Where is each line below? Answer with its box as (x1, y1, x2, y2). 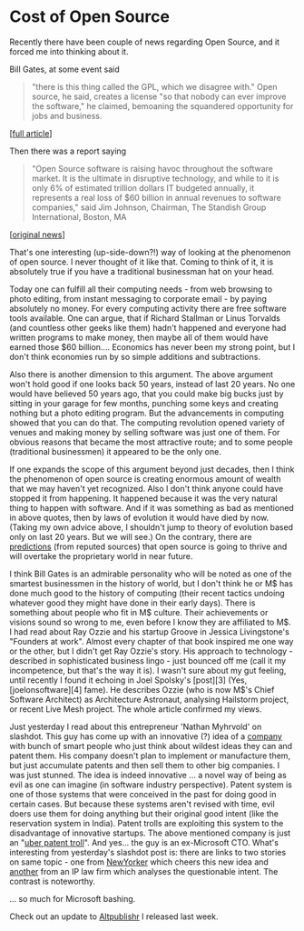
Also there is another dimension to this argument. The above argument (9, 368, 274, 379)
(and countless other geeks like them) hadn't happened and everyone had (9, 322, 287, 333)
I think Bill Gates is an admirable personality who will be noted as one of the (9, 568, 292, 579)
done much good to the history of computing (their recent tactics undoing (9, 587, 286, 598)
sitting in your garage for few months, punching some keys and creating (9, 397, 279, 408)
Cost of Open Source (9, 6, 171, 27)
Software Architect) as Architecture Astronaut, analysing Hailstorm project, (9, 694, 289, 705)
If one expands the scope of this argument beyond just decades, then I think (9, 464, 295, 475)
